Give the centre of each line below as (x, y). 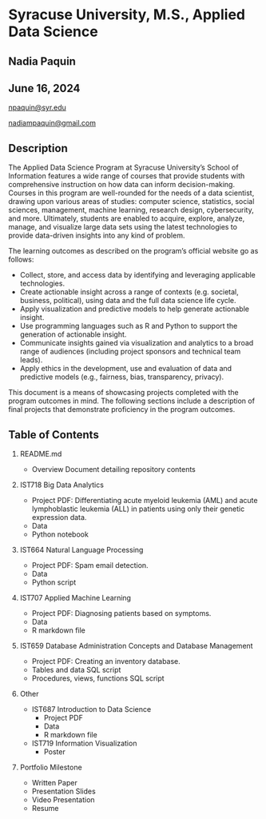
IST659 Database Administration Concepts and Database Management (136, 646)
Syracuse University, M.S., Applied (127, 15)
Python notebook (60, 534)
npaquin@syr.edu (37, 108)
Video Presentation (63, 800)
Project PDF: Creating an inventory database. (106, 661)
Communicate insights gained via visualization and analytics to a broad (137, 343)
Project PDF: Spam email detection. (90, 565)
